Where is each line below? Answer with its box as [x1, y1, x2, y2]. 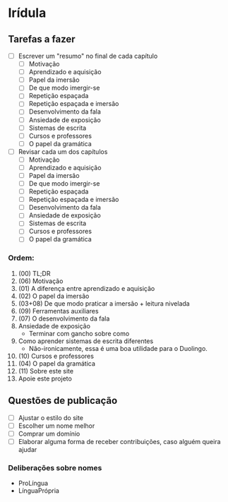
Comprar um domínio [18, 429, 80, 438]
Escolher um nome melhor [18, 422, 95, 430]
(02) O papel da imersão [18, 292, 90, 300]
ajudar [18, 445, 37, 453]
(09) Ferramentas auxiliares [18, 306, 99, 315]
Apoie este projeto [18, 374, 73, 383]
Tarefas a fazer [8, 33, 76, 45]
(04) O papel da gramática [18, 359, 96, 368]
